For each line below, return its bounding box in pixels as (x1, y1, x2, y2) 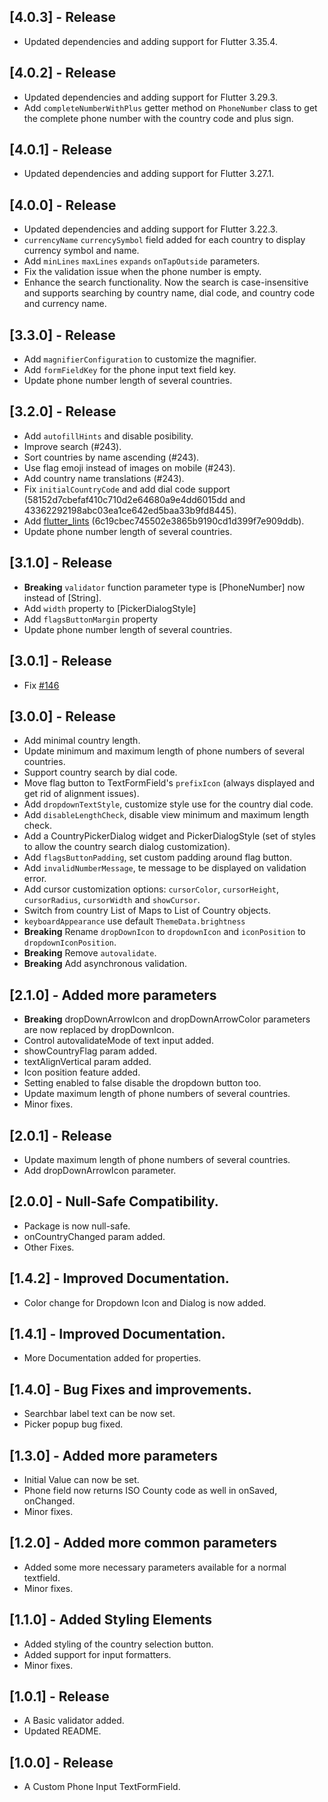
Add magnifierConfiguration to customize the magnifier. (23, 353, 257, 365)
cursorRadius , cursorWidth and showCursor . (23, 894, 201, 906)
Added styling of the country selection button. (23, 1638, 214, 1650)
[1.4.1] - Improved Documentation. (9, 1325, 226, 1342)
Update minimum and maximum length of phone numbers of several (23, 745, 305, 757)
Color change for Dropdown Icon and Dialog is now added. (23, 1296, 267, 1309)
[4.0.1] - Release (9, 141, 113, 159)
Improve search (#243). (23, 440, 122, 452)
